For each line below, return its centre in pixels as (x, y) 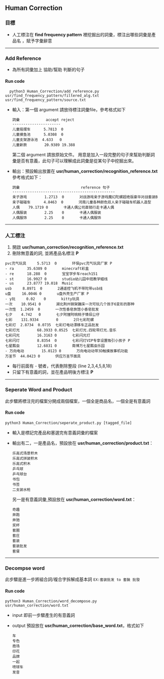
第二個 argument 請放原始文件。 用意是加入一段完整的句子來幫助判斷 (81, 155)
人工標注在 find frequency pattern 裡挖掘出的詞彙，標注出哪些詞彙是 (82, 34)
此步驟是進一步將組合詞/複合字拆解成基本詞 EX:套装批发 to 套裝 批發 (72, 580)
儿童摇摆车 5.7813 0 (38, 129)
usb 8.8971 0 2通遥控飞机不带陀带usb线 (54, 289)
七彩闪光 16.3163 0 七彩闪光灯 (48, 336)
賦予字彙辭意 (39, 41)
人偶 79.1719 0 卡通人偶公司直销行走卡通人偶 (63, 208)
